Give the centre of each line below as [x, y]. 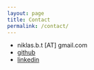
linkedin [28, 60]
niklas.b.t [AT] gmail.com [52, 46]
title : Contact [29, 20]
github [26, 52]
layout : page [26, 13]
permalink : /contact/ [38, 26]
